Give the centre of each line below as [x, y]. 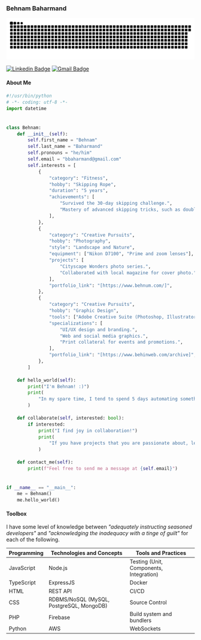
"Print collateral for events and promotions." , [121, 342]
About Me [19, 83]
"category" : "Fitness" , [79, 178]
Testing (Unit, [146, 562]
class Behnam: [24, 128]
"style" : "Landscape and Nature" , [92, 248]
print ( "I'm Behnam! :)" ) [59, 386]
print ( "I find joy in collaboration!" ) [88, 430]
